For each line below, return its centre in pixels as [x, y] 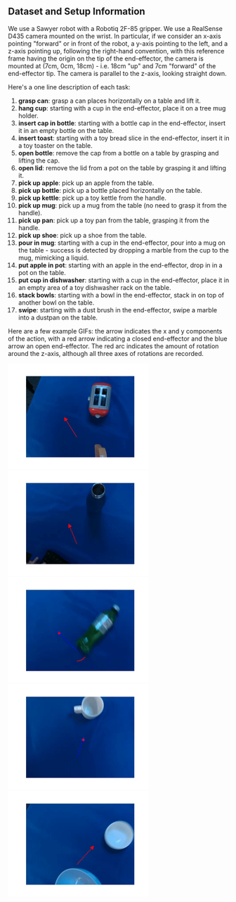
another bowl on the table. [56, 303]
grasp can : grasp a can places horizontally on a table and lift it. [109, 101]
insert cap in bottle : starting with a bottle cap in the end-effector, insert [122, 123]
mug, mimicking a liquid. [53, 258]
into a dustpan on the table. [58, 317]
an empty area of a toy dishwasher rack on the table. [94, 287]
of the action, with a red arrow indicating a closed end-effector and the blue [118, 338]
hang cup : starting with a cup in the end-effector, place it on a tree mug [122, 108]
